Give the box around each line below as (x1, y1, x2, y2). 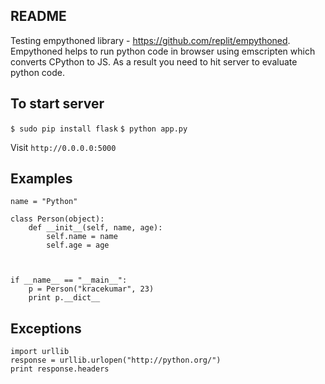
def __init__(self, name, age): (28, 223, 163, 233)
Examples (10, 170, 73, 188)
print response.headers (10, 364, 110, 374)
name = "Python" (10, 197, 78, 207)
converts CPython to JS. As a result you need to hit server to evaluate (10, 55, 298, 68)
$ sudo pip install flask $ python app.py (10, 124, 188, 134)
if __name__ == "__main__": (10, 275, 128, 286)
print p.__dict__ (28, 293, 101, 303)
